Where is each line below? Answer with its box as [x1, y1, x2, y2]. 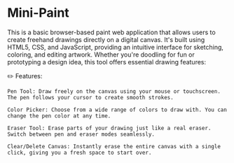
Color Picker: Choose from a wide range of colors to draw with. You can [7, 106, 228, 113]
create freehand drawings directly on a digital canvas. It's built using [7, 35, 205, 43]
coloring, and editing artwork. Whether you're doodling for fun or [7, 50, 195, 59]
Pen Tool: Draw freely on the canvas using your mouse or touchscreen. [7, 87, 221, 95]
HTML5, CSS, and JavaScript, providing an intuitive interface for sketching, [7, 43, 224, 51]
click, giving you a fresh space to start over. [7, 149, 152, 156]
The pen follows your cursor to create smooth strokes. [7, 94, 174, 101]
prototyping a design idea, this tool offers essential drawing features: [7, 57, 207, 66]
